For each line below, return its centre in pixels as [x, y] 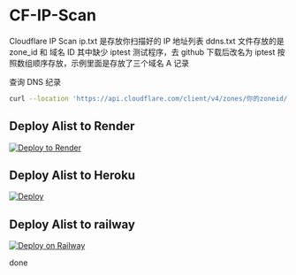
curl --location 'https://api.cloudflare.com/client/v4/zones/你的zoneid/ [148, 98]
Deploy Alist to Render [72, 126]
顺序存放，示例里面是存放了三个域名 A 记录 [111, 63]
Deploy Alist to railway [72, 224]
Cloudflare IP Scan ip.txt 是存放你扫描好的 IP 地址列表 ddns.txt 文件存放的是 [147, 41]
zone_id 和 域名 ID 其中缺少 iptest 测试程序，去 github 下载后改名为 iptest [142, 52]
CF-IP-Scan [53, 15]
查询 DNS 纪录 [35, 81]
